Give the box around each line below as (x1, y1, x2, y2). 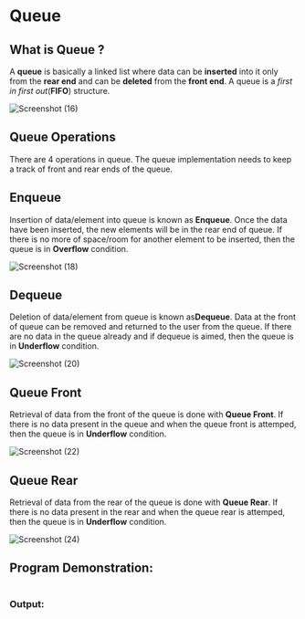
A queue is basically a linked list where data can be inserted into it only (9, 66, 279, 77)
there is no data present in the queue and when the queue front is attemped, (9, 419, 297, 430)
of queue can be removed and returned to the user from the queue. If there (9, 321, 292, 332)
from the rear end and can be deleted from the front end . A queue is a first (9, 76, 293, 87)
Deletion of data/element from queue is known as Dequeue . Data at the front (9, 311, 297, 322)
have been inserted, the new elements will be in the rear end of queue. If (9, 224, 283, 235)
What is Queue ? (9, 42, 105, 58)
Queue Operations (9, 130, 116, 145)
